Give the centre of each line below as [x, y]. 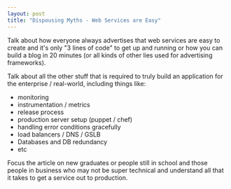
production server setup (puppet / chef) [75, 119]
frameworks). [27, 62]
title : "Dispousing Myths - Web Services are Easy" [84, 20]
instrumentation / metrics [54, 104]
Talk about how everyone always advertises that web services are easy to [114, 40]
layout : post [26, 14]
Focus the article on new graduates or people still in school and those [107, 162]
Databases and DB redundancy [62, 141]
